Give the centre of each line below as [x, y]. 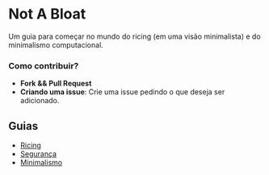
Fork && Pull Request [56, 83]
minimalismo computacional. [56, 44]
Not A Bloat [47, 14]
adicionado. [40, 101]
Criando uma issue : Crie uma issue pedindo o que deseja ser [122, 92]
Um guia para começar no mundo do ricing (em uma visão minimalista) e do [134, 36]
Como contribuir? [44, 65]
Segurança [38, 154]
